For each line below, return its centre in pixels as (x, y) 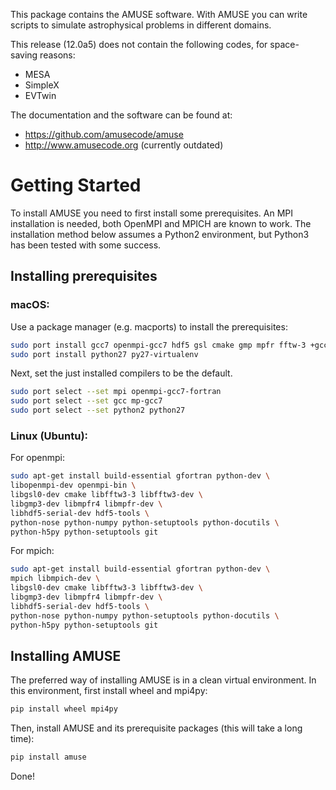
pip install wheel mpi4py (64, 709)
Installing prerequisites (84, 276)
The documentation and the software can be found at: (121, 115)
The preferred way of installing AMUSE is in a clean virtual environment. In (163, 680)
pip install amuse (48, 757)
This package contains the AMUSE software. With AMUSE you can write (159, 14)
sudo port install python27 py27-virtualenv (104, 354)
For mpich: (32, 551)
